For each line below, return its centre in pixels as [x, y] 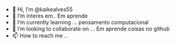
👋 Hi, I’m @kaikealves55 [42, 9]
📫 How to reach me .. [40, 36]
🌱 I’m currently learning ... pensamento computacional [80, 22]
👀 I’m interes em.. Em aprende [50, 16]
